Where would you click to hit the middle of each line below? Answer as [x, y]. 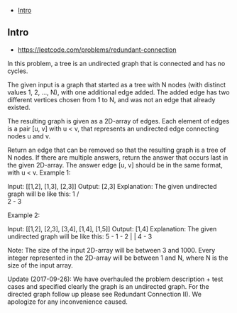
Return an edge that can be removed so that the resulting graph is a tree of [117, 150]
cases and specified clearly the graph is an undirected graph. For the [108, 286]
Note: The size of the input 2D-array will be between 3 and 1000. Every [111, 250]
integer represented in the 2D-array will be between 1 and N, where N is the [118, 258]
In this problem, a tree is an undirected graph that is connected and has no [116, 63]
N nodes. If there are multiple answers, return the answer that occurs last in [118, 157]
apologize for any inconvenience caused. [67, 302]
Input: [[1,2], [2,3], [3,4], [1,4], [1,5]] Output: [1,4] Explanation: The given [112, 229]
